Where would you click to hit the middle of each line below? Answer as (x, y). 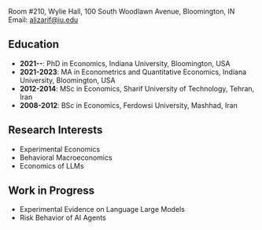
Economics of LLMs (52, 165)
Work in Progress (52, 191)
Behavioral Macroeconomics (66, 158)
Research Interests (55, 130)
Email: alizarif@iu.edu (43, 20)
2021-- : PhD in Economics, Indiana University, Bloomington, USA (125, 63)
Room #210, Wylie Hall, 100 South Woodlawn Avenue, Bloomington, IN (122, 11)
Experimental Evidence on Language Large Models (102, 210)
